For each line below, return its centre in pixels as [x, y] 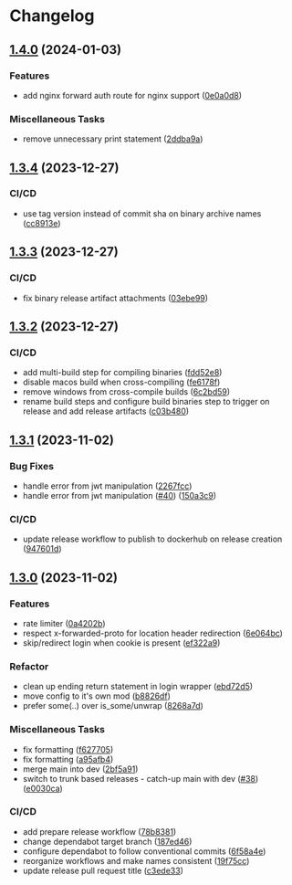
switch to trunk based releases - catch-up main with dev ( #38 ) [141, 778]
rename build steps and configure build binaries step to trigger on [146, 402]
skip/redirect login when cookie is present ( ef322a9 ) [121, 643]
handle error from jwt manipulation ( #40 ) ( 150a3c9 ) [120, 495]
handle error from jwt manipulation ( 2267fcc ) [107, 486]
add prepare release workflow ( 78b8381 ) [99, 831]
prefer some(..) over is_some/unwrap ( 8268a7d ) [113, 706]
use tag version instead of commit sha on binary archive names [142, 213]
